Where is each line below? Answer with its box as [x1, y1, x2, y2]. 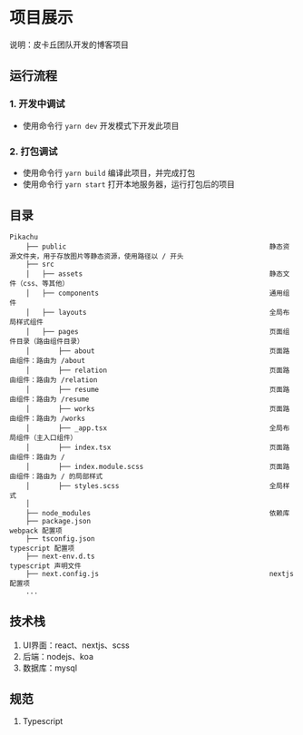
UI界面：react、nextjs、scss [22, 640, 130, 651]
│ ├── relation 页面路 [25, 366, 290, 375]
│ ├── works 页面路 [25, 404, 290, 413]
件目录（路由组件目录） [9, 337, 84, 346]
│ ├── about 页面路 [25, 346, 290, 356]
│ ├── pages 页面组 [25, 327, 290, 336]
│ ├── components [25, 289, 100, 298]
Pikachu [9, 232, 39, 241]
